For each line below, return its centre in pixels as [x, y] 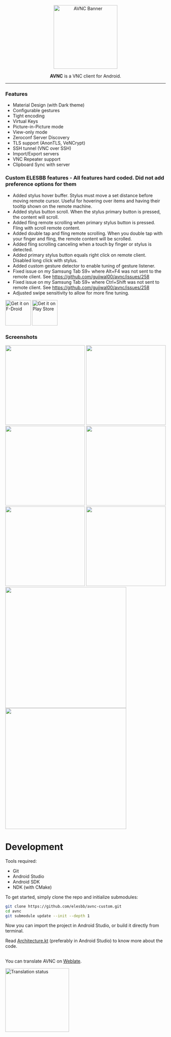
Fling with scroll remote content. [46, 228]
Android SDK [26, 882]
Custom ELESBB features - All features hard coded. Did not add [85, 178]
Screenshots [21, 337]
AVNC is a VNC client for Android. [85, 76]
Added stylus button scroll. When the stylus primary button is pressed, [87, 211]
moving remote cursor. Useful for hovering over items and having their [86, 201]
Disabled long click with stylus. [45, 260]
